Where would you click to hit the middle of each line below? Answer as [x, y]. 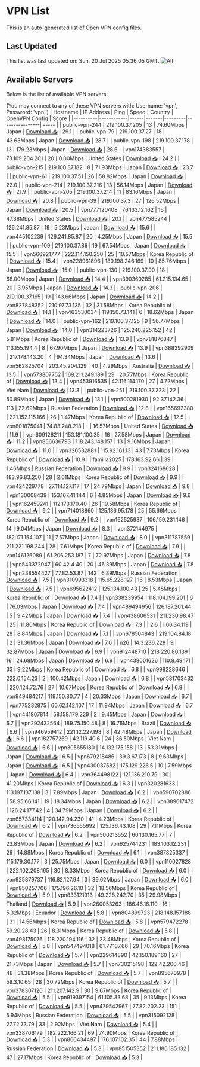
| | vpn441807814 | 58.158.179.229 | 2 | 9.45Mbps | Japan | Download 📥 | [96, 714]
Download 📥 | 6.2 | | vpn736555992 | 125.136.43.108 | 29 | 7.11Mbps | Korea [99, 825]
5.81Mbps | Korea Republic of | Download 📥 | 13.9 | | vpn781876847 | [91, 339]
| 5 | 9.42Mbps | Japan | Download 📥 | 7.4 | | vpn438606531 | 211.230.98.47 [100, 615]
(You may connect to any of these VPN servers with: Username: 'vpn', [92, 105]
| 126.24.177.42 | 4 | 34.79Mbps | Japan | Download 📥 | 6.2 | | [82, 810]
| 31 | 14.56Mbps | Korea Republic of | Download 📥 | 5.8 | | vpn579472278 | [99, 922]
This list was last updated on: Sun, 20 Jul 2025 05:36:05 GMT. [83, 60]
